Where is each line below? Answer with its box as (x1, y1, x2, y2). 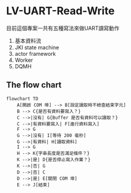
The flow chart (6, 80, 62, 90)
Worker (14, 56, 33, 64)
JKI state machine (14, 43, 60, 51)
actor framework (14, 50, 56, 57)
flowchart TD (6, 96, 39, 102)
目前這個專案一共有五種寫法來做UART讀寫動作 (6, 24, 120, 31)
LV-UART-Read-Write (6, 4, 115, 18)
